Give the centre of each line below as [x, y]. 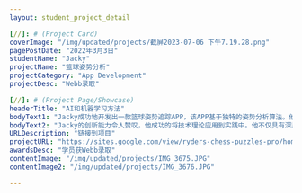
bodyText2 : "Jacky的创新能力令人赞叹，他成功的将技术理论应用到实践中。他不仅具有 [147, 125]
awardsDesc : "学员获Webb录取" [62, 150]
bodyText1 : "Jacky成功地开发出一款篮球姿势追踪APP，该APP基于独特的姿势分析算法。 [149, 117]
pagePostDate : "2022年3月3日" [64, 50]
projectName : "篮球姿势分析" [60, 67]
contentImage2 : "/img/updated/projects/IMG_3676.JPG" [112, 167]
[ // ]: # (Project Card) [54, 34]
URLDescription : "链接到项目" [62, 134]
